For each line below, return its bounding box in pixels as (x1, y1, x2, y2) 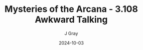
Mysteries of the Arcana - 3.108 (4, 3, 138, 15)
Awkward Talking (34, 14, 108, 25)
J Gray (64, 30, 78, 36)
